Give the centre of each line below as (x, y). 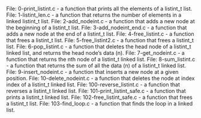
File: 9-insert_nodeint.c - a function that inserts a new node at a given (92, 72)
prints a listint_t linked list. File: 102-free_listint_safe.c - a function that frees (100, 97)
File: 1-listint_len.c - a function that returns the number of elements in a (94, 15)
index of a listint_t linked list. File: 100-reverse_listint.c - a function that (93, 85)
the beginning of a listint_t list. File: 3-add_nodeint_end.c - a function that (97, 27)
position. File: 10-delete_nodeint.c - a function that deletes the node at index (100, 78)
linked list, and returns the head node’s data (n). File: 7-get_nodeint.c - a (95, 53)
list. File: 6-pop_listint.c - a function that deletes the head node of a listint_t (99, 46)
